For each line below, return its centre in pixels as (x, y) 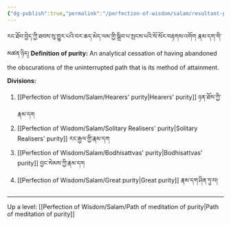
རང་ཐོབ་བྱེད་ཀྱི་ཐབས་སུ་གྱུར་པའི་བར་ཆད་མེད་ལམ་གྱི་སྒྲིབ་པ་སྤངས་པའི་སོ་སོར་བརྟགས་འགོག (102, 36)
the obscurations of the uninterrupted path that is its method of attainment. (113, 67)
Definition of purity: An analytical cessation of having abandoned (124, 53)
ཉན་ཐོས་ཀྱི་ (210, 97)
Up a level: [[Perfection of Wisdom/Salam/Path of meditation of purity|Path (113, 206)
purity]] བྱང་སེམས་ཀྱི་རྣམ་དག (51, 163)
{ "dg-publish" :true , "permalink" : (55, 13)
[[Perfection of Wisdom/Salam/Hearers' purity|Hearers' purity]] (107, 97)
